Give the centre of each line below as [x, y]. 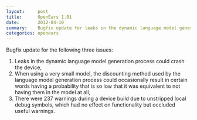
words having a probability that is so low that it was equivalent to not [97, 86]
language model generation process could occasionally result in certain [101, 80]
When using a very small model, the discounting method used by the [97, 74]
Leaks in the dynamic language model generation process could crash [99, 61]
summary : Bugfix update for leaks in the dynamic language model [91, 28]
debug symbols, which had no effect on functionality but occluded [95, 105]
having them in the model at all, [52, 92]
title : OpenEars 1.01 [39, 17]
